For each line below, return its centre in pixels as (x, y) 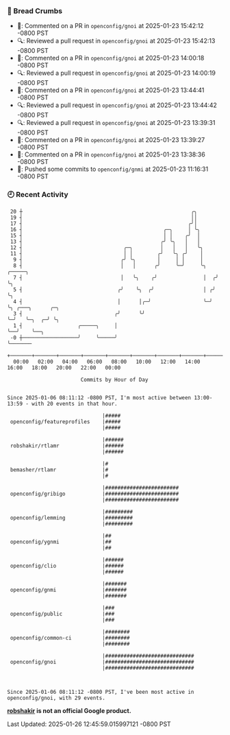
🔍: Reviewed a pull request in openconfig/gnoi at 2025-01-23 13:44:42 (117, 105)
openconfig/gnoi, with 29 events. (56, 698)
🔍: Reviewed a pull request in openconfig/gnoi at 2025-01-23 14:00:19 (116, 73)
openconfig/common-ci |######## (70, 638)
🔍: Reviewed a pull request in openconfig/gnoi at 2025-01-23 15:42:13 (116, 41)
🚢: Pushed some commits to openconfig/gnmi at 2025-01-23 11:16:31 (113, 169)
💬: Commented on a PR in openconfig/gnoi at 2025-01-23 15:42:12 (110, 26)
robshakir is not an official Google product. (69, 710)
